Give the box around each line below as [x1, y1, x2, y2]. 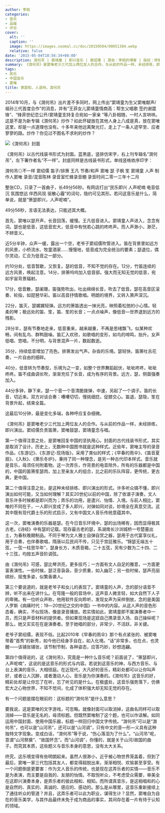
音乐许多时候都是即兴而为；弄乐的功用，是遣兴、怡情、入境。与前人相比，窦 [5, 497, 160, 503]
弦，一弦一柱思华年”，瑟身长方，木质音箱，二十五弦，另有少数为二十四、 [5, 544, 154, 550]
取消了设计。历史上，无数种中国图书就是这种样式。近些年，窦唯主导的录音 [9, 443, 160, 449]
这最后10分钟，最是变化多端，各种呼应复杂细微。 [5, 410, 105, 416]
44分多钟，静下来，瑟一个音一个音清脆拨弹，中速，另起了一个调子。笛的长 [5, 387, 157, 393]
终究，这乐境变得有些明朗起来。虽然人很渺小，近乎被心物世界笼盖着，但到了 [5, 753, 160, 759]
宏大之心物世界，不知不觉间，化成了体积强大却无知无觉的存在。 [5, 685, 134, 691]
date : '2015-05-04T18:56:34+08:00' [5, 53, 78, 58]
